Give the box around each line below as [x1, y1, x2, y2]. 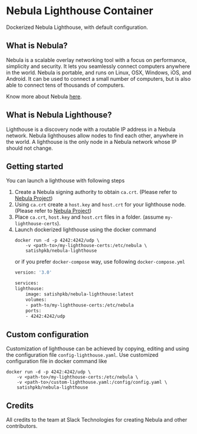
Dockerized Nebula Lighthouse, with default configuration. [6, 24, 149, 31]
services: [14, 280, 40, 287]
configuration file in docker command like [6, 358, 107, 365]
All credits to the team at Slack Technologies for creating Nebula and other [6, 416, 188, 423]
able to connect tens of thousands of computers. [6, 81, 125, 88]
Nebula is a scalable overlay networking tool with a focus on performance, [6, 56, 187, 63]
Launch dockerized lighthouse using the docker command [14, 226, 156, 234]
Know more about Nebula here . [6, 93, 83, 100]
